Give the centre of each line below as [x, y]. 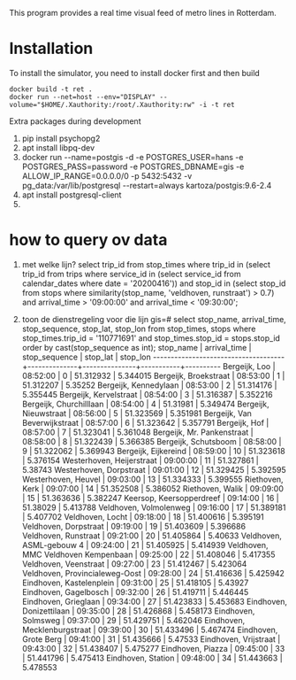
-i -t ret [217, 104]
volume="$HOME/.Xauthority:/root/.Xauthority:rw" [102, 104]
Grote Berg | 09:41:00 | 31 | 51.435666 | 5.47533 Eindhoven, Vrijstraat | [151, 639]
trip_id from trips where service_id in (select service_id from [131, 274]
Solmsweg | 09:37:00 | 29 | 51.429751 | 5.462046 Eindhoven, [133, 620]
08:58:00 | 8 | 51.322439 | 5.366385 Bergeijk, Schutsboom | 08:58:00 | [152, 441]
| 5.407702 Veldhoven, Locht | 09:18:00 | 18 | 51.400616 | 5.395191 [143, 516]
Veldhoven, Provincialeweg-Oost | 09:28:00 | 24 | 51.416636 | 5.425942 [153, 573]
